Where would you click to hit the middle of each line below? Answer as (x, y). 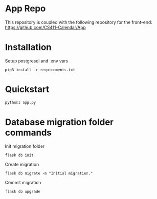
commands (28, 132)
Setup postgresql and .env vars (37, 61)
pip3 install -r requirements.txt (40, 70)
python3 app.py (21, 102)
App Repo (25, 9)
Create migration (22, 164)
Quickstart (27, 89)
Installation (28, 47)
